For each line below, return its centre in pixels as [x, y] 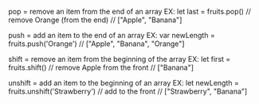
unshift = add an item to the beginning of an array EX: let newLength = [124, 83]
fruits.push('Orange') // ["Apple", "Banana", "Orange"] [96, 44]
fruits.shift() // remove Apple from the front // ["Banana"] [101, 67]
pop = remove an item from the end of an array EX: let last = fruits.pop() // [129, 12]
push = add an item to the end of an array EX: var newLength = [112, 35]
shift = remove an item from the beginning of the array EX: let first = [120, 59]
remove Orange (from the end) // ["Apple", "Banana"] [95, 20]
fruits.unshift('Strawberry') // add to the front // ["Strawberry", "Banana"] [128, 91]
